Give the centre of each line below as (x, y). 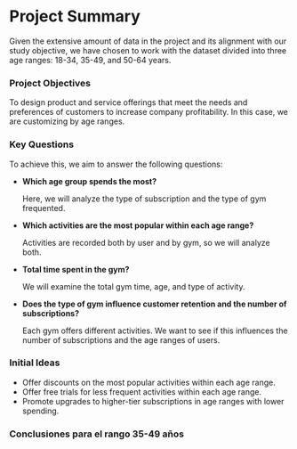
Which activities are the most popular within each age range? (138, 225)
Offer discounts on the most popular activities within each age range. (148, 382)
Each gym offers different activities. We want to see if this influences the (155, 331)
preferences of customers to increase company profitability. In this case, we (149, 112)
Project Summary (75, 16)
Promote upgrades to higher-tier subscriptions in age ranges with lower (153, 401)
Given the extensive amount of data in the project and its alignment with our (148, 41)
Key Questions (41, 144)
